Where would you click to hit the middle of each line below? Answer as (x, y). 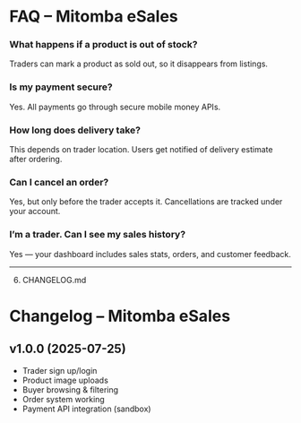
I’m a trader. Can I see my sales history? (98, 235)
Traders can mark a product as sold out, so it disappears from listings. (139, 64)
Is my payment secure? (61, 87)
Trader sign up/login (60, 370)
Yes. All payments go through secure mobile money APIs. (115, 107)
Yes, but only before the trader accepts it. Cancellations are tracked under (146, 202)
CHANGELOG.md (54, 280)
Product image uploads (65, 380)
